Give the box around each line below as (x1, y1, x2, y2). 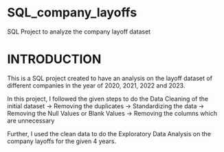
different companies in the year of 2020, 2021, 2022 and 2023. (7, 81, 186, 90)
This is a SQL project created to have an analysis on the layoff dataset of (7, 74, 213, 82)
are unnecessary (7, 116, 55, 125)
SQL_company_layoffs (7, 5, 137, 21)
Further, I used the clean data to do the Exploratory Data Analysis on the (7, 129, 212, 138)
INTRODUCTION (7, 51, 102, 67)
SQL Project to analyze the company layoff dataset (7, 27, 151, 36)
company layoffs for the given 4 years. (7, 137, 117, 145)
